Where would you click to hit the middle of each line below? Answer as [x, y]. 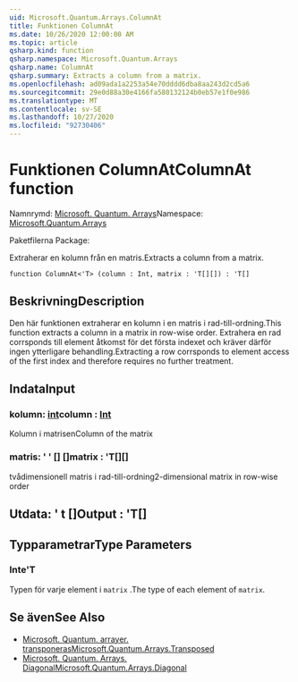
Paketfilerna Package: [50, 240]
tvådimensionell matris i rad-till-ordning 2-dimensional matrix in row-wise [144, 476]
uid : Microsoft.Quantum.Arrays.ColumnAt [86, 17]
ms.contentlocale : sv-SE [55, 109]
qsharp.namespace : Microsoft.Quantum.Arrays [94, 59]
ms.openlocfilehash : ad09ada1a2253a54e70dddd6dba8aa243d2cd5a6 [130, 84]
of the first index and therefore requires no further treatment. [122, 361]
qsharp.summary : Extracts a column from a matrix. [106, 76]
